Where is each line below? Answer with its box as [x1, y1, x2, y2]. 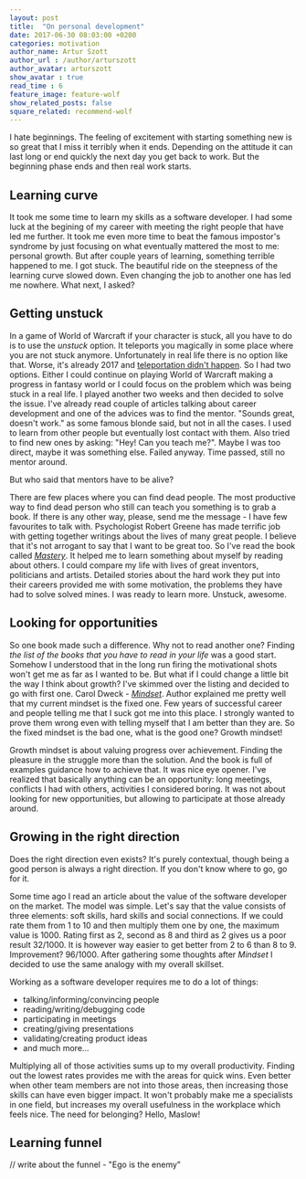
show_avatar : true [9, 73, 84, 82]
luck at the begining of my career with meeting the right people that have [9, 221, 284, 233]
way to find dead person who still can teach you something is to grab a [9, 501, 277, 512]
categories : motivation [9, 38, 100, 48]
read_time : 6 [9, 81, 64, 90]
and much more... [22, 1042, 90, 1053]
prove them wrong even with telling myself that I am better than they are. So [9, 717, 295, 728]
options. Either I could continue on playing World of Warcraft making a [9, 369, 274, 380]
